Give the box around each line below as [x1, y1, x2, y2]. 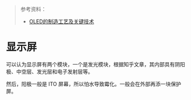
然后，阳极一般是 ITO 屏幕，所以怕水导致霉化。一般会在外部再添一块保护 [6, 80, 181, 87]
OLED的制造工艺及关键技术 [29, 18, 95, 25]
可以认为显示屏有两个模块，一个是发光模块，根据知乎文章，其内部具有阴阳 [6, 60, 185, 67]
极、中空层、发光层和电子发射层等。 [6, 68, 93, 75]
